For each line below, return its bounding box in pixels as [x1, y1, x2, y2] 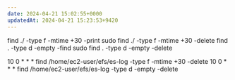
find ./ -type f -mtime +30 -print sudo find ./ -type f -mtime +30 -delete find [7, 36, 228, 44]
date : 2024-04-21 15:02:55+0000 [7, 10, 102, 18]
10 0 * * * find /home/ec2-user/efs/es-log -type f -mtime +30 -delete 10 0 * [7, 57, 227, 65]
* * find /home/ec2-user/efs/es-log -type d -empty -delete [7, 65, 179, 73]
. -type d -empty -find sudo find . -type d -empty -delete [7, 44, 173, 52]
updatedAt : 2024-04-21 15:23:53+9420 [7, 17, 119, 24]
